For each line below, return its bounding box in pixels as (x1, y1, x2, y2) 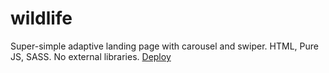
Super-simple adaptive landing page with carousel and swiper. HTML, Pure (10, 40, 319, 52)
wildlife (10, 7, 73, 30)
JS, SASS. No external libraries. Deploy (10, 50, 172, 62)
